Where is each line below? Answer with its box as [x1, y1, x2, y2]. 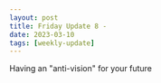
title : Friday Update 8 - [9, 22, 107, 31]
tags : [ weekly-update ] [9, 38, 95, 48]
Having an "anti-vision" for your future [9, 63, 152, 74]
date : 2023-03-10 [9, 30, 75, 39]
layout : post [9, 13, 59, 23]
